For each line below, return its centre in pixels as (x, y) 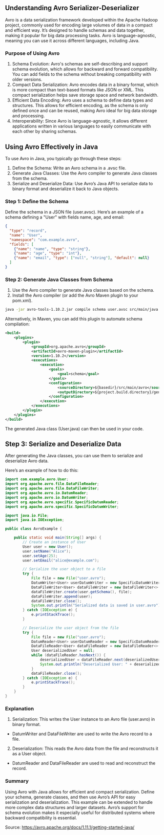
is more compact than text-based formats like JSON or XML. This (78, 90)
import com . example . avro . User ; (37, 479)
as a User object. (29, 754)
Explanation (20, 708)
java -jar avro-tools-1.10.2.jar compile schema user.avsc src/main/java (82, 310)
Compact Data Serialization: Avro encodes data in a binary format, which (85, 85)
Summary (17, 781)
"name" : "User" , (26, 235)
